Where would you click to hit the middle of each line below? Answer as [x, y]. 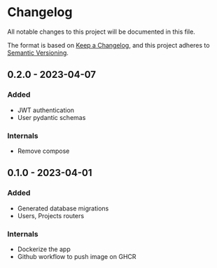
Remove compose [43, 151]
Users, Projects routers [51, 215]
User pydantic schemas [51, 117]
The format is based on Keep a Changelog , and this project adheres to [108, 45]
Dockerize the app [44, 249]
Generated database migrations [63, 208]
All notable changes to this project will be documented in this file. [101, 32]
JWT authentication [46, 110]
